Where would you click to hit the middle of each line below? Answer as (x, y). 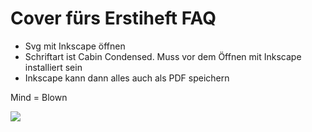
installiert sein (53, 67)
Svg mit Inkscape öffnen (75, 46)
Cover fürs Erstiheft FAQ (113, 18)
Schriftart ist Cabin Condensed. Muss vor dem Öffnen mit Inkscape (163, 56)
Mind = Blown (39, 97)
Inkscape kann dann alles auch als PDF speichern (127, 78)
